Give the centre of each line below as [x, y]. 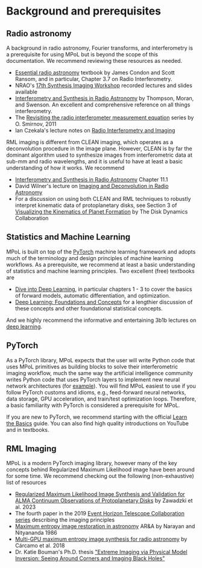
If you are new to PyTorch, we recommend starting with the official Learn [97, 417]
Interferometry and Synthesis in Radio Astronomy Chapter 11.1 [91, 179]
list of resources [27, 483]
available [26, 92]
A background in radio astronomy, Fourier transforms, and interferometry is [99, 48]
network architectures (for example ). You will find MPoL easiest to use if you [101, 386]
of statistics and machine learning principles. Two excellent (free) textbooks [100, 271]
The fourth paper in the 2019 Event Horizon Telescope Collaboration [100, 514]
